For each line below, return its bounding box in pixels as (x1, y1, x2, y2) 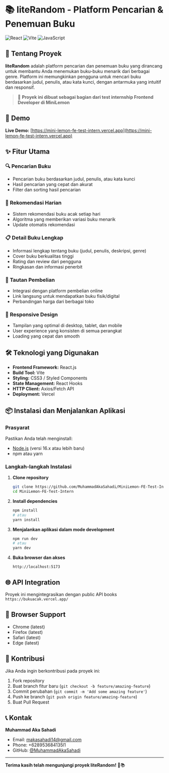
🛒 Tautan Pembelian (5, 276, 55, 283)
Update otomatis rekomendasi (12, 221, 75, 227)
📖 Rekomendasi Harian (5, 200, 62, 207)
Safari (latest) (12, 634, 41, 640)
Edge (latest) (12, 639, 39, 646)
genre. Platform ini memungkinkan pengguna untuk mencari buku (5, 74, 141, 80)
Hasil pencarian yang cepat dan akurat (12, 181, 93, 187)
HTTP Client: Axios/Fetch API (12, 386, 74, 392)
